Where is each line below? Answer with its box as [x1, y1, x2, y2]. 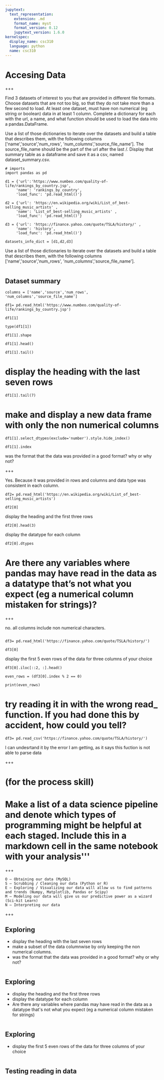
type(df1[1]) [5, 324, 32, 329]
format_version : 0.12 [14, 26, 58, 30]
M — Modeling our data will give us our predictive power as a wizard [5, 894, 152, 899]
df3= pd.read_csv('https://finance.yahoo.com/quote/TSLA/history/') [5, 736, 148, 741]
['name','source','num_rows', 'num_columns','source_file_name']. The [5, 141, 144, 147]
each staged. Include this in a [5, 830, 127, 841]
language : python [9, 44, 45, 49]
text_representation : [9, 12, 54, 17]
